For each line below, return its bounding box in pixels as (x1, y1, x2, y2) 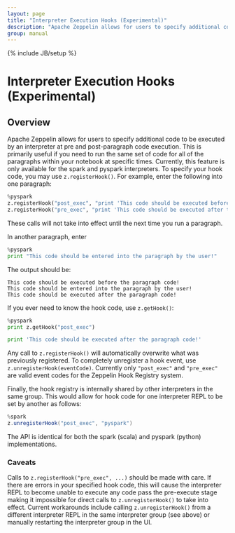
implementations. (7, 440, 57, 448)
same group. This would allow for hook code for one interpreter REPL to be (7, 392, 223, 400)
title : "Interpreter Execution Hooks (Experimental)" (7, 17, 168, 24)
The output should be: (7, 265, 71, 274)
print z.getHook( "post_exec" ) (7, 323, 96, 330)
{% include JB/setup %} (7, 49, 77, 58)
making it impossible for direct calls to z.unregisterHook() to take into (7, 496, 208, 504)
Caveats (7, 457, 36, 467)
